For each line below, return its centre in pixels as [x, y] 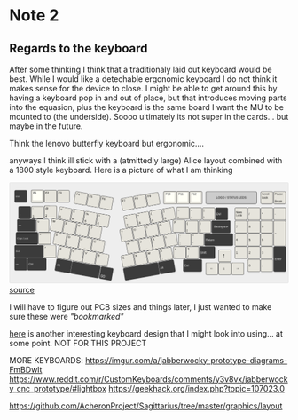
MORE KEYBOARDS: [47, 360]
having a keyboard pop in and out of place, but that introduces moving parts [148, 98]
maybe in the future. [46, 126]
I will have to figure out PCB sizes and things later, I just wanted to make [141, 306]
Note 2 [34, 16]
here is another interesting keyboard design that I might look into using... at [146, 333]
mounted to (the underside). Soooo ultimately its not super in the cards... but [149, 117]
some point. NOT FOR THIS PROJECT [78, 343]
